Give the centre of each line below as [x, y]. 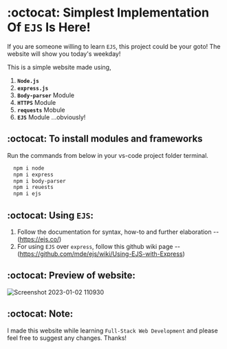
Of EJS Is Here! [49, 27]
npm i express [33, 174]
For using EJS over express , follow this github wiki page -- [99, 246]
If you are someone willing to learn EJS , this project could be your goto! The [114, 46]
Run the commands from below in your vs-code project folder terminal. [108, 155]
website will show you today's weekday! [64, 54]
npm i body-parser [40, 181]
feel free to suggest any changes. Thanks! [67, 338]
